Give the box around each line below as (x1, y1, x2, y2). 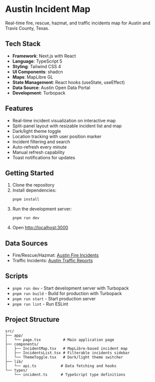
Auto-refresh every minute (12, 144, 67, 150)
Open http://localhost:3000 (12, 225, 69, 231)
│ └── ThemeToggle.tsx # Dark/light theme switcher (5, 355, 123, 360)
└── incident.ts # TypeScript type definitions (14, 372, 126, 377)
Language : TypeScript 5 (12, 58, 63, 64)
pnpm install (12, 197, 40, 202)
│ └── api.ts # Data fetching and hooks (5, 363, 117, 369)
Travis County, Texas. (5, 25, 50, 31)
